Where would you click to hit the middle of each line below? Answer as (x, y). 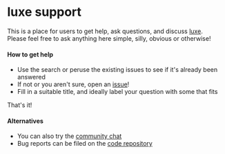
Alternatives (25, 121)
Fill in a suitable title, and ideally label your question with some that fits (117, 92)
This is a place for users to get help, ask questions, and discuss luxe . (105, 31)
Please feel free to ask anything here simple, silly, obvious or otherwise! (109, 38)
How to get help (30, 54)
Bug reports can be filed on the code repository (85, 144)
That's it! (20, 105)
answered (31, 77)
